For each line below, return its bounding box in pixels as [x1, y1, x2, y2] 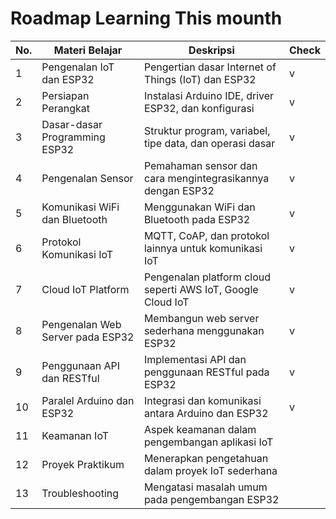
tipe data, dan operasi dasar [143, 136, 276, 150]
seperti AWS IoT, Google [143, 282, 259, 296]
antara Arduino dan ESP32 [143, 406, 269, 420]
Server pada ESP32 [41, 330, 135, 344]
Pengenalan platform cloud [143, 270, 271, 284]
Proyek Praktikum [41, 457, 125, 471]
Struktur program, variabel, [143, 123, 271, 137]
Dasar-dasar [41, 117, 103, 131]
